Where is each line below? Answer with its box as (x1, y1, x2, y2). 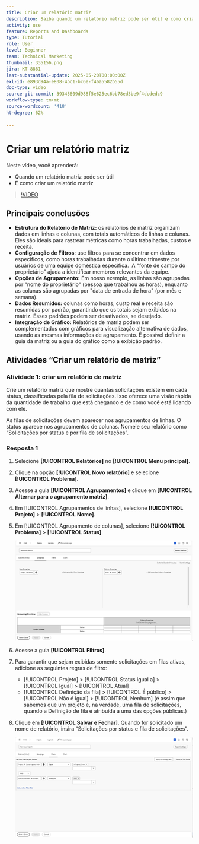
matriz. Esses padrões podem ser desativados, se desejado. (14, 312, 162, 320)
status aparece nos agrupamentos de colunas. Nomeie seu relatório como (6, 423, 187, 430)
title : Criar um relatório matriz (6, 9, 92, 15)
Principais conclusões (6, 208, 90, 218)
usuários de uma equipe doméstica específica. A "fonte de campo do (14, 262, 185, 269)
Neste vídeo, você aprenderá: (6, 162, 79, 169)
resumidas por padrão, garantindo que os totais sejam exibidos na (14, 306, 176, 313)
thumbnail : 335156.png (6, 59, 62, 65)
